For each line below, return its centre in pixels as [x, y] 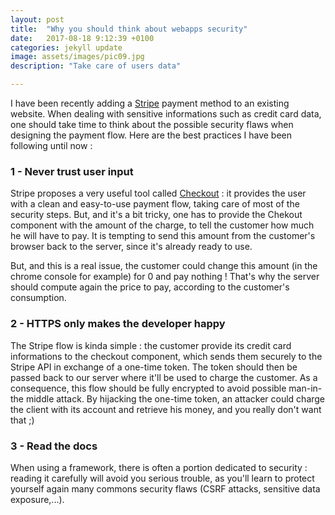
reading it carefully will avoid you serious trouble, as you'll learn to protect [162, 478]
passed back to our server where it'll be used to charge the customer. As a [164, 377]
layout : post [37, 19]
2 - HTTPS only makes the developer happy [118, 324]
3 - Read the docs [54, 446]
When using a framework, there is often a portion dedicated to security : [159, 467]
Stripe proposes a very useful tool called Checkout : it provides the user [158, 193]
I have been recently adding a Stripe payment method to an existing [150, 103]
